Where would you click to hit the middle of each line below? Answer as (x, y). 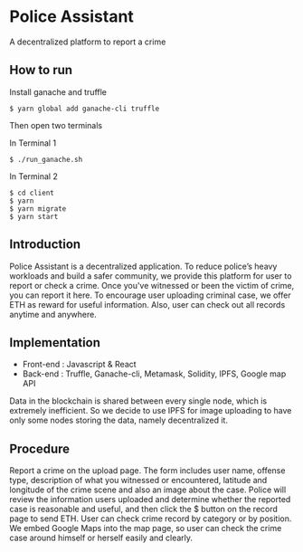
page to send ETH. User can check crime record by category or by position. (151, 519)
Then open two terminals (56, 125)
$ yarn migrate (38, 209)
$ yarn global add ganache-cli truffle (85, 109)
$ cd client (32, 193)
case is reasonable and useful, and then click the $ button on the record (144, 509)
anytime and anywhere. (53, 314)
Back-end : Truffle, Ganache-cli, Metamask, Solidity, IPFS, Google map (154, 374)
